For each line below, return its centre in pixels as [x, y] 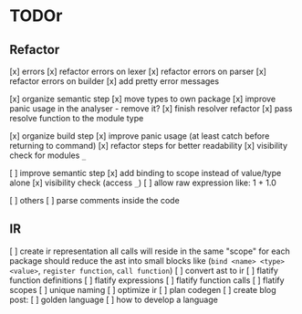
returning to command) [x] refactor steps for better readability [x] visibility [149, 146]
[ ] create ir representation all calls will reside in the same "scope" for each [150, 251]
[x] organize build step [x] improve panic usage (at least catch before [140, 136]
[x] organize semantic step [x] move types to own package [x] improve [143, 99]
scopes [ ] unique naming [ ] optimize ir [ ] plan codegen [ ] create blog [143, 289]
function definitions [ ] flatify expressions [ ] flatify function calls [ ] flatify [147, 280]
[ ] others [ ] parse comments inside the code [94, 200]
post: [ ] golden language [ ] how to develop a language [114, 299]
